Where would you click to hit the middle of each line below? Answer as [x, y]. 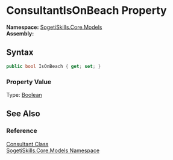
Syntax [20, 53]
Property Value [29, 82]
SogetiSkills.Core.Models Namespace [53, 150]
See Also [23, 114]
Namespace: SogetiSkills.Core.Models [54, 27]
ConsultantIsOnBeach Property [86, 11]
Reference [22, 131]
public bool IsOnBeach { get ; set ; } [54, 66]
